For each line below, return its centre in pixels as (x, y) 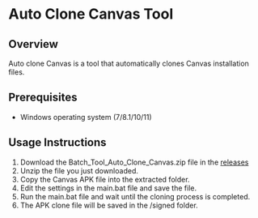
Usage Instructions (57, 143)
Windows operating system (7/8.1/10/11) (86, 117)
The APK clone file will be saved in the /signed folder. (109, 205)
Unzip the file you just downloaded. (79, 170)
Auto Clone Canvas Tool (91, 14)
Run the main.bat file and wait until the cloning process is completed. (135, 196)
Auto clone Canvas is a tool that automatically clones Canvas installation (129, 63)
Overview (34, 44)
